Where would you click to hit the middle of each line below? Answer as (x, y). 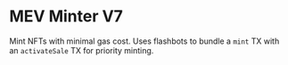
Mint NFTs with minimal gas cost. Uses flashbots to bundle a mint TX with (144, 41)
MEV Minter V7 (66, 16)
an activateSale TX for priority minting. (82, 50)
